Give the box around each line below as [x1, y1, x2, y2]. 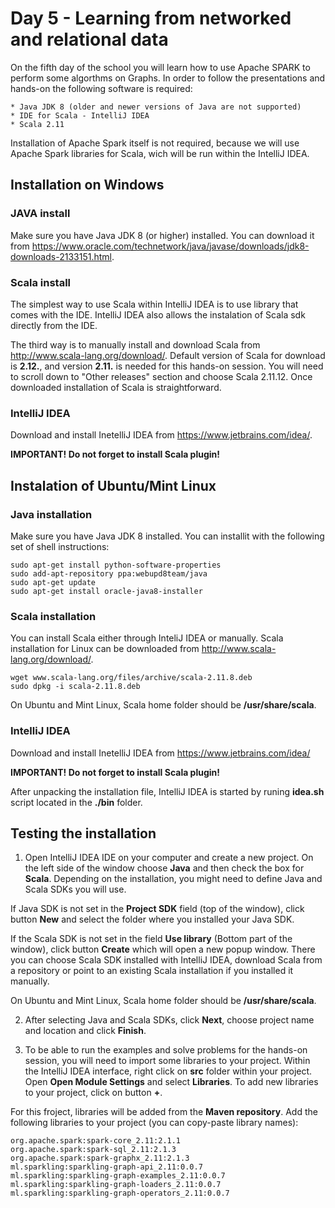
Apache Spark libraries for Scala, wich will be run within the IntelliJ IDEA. [10, 147, 310, 159]
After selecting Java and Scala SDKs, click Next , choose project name [24, 1014, 315, 1026]
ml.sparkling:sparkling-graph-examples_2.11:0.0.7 [10, 1171, 226, 1181]
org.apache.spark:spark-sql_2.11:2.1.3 [10, 1145, 177, 1155]
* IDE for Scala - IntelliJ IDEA [10, 110, 150, 121]
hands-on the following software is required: [10, 82, 193, 94]
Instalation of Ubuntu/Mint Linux [10, 477, 217, 494]
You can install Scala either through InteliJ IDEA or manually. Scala [10, 632, 284, 644]
